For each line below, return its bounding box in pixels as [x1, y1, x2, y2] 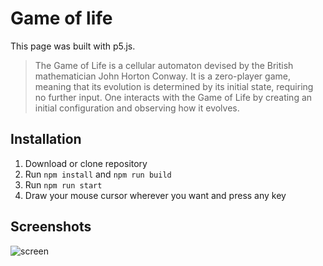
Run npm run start [24, 178, 103, 191]
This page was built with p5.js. [10, 40, 136, 52]
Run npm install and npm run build [24, 168, 172, 180]
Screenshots [10, 218, 92, 236]
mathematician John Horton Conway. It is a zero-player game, [34, 70, 291, 82]
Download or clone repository [24, 157, 148, 169]
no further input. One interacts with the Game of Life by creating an [34, 91, 313, 103]
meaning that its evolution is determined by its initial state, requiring [34, 80, 314, 92]
